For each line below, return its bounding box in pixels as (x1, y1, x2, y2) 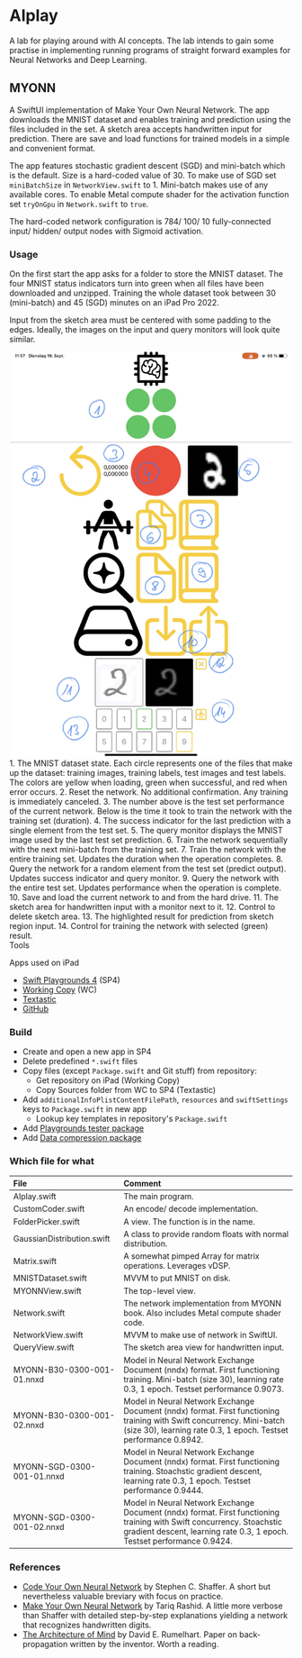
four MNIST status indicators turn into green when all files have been (9, 278, 264, 289)
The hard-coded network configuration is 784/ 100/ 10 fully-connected (9, 215, 271, 226)
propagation (22, 1639, 68, 1650)
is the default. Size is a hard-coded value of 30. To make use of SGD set (9, 169, 277, 180)
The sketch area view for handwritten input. (123, 1342, 285, 1353)
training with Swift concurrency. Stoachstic (123, 1517, 283, 1527)
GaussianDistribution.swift (13, 1234, 111, 1244)
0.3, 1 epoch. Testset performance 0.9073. (123, 1383, 285, 1394)
